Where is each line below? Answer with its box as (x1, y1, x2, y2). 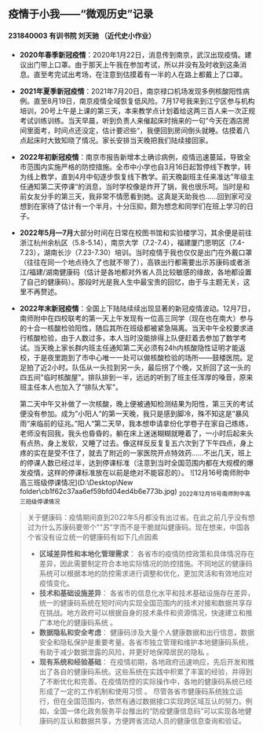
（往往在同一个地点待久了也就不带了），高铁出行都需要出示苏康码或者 (19, 257, 243, 267)
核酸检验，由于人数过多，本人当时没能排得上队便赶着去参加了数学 (26, 333, 240, 342)
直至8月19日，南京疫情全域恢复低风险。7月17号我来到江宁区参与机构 (33, 96, 255, 105)
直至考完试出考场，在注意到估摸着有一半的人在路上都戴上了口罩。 (33, 69, 247, 79)
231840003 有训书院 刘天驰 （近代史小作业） (8, 31, 155, 40)
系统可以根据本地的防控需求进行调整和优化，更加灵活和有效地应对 (38, 569, 253, 578)
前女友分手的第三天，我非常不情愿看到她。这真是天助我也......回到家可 (19, 191, 245, 201)
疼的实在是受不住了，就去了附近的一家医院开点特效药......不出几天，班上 (19, 448, 252, 458)
